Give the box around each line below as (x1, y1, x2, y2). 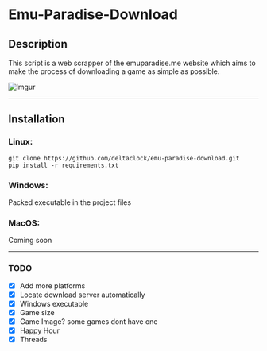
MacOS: (8, 217, 41, 228)
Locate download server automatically (19, 290, 145, 299)
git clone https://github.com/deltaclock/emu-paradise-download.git (8, 154, 240, 162)
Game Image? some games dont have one (19, 316, 158, 326)
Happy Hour (19, 326, 60, 335)
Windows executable (19, 299, 89, 308)
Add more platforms (19, 280, 86, 291)
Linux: (8, 137, 33, 148)
